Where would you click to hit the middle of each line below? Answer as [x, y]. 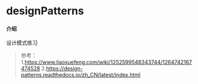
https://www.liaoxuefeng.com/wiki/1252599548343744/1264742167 [109, 62]
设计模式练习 [22, 43]
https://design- [65, 69]
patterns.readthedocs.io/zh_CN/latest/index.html [81, 75]
